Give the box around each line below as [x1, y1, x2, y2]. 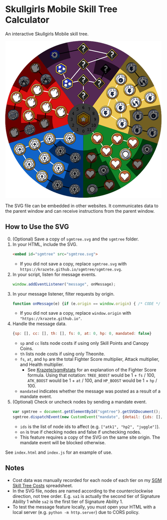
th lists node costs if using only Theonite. [19, 351, 105, 357]
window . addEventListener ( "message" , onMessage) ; [12, 282, 116, 287]
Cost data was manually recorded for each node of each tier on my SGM [12, 477, 162, 483]
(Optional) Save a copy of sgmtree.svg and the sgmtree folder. [12, 236, 139, 242]
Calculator [5, 14, 49, 26]
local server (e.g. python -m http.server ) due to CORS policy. [12, 509, 140, 515]
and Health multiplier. [19, 361, 64, 367]
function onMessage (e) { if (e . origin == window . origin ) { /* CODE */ [12, 301, 161, 306]
